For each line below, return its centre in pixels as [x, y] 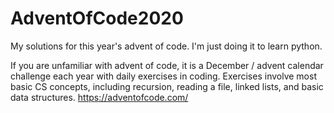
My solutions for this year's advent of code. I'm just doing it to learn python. [166, 46]
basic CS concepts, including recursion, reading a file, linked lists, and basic [167, 86]
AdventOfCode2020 [97, 18]
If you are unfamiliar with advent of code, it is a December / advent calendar [167, 65]
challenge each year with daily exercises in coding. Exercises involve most [163, 76]
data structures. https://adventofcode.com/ [99, 97]
